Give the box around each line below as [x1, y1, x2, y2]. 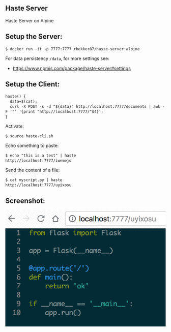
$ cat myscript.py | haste [5, 177, 63, 183]
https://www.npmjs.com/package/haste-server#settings [12, 65, 131, 71]
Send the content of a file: [5, 167, 60, 173]
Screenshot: [5, 196, 45, 205]
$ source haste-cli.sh [5, 134, 53, 139]
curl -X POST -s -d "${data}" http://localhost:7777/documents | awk [10, 104, 160, 109]
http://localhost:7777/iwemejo [5, 158, 72, 163]
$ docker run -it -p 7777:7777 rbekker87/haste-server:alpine [5, 46, 140, 51]
